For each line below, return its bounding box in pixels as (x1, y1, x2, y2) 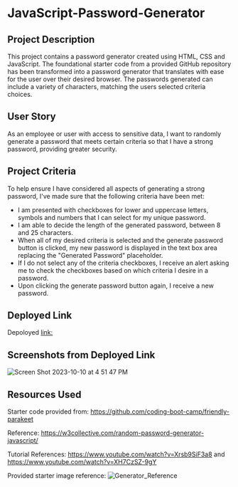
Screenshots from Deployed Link (7, 349, 156, 361)
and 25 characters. (17, 228, 73, 236)
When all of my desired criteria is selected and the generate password (17, 236, 224, 244)
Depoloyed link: (7, 328, 53, 337)
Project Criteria (7, 165, 77, 177)
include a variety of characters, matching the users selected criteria (7, 83, 206, 90)
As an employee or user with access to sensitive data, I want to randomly (7, 130, 222, 138)
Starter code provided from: (7, 407, 90, 416)
